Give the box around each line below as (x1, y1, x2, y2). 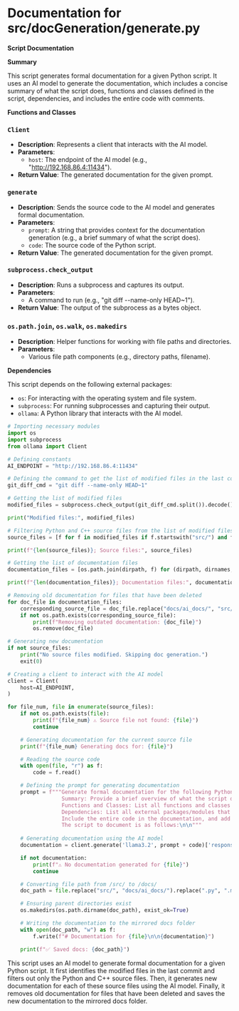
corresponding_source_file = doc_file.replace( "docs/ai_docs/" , (20, 605, 215, 612)
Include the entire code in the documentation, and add (61, 815, 231, 822)
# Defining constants (7, 455, 72, 463)
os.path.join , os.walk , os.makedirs (7, 321, 127, 331)
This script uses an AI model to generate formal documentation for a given (7, 958, 225, 967)
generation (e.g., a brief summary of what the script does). (28, 233, 201, 242)
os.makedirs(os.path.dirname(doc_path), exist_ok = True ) (20, 907, 190, 914)
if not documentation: (20, 854, 87, 861)
